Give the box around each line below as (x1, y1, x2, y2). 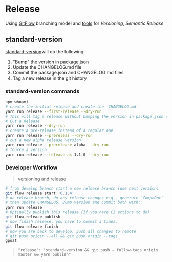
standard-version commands (5, 88, 80, 95)
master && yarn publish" (17, 252, 71, 257)
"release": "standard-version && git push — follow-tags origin (17, 248, 158, 253)
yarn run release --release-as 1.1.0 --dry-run (5, 152, 109, 157)
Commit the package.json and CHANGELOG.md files (12, 69, 124, 76)
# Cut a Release (5, 119, 40, 124)
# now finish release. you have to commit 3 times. (5, 219, 118, 224)
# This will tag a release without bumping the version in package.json (5, 114, 164, 119)
